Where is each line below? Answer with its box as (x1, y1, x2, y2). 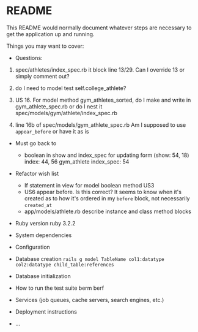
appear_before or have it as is (15, 127, 89, 135)
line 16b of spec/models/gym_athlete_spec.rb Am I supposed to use (15, 121, 186, 129)
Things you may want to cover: (6, 42, 84, 50)
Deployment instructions (15, 307, 78, 315)
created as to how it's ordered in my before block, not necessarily (24, 194, 190, 202)
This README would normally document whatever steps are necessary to (6, 24, 192, 31)
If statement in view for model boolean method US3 (24, 181, 155, 189)
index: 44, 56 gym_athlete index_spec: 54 (24, 157, 130, 165)
